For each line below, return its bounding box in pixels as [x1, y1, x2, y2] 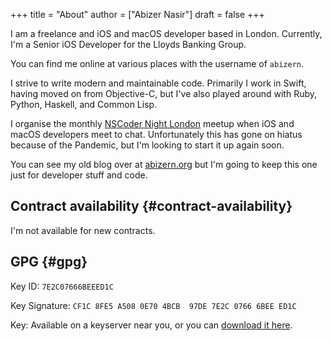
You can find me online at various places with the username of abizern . [10, 58, 305, 69]
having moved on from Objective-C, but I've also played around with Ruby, [10, 88, 317, 99]
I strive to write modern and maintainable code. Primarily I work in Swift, [10, 77, 307, 89]
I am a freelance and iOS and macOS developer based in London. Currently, [10, 28, 323, 39]
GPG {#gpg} [10, 254, 88, 271]
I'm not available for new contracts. [10, 224, 156, 236]
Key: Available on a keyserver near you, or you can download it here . [10, 319, 293, 331]
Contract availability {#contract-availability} [10, 198, 293, 215]
